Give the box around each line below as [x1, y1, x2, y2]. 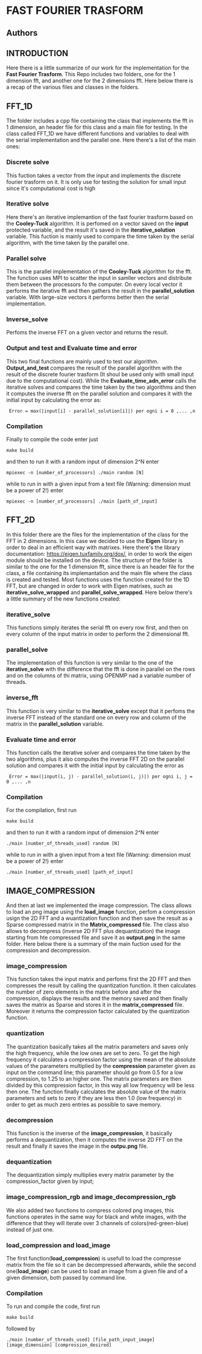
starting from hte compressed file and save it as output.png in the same [6, 934, 186, 941]
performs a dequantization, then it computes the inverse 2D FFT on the [6, 1136, 183, 1143]
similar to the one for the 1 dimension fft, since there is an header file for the [6, 563, 195, 570]
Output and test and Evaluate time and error [6, 344, 137, 353]
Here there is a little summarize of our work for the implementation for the [6, 64, 189, 71]
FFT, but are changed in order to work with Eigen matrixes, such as [6, 582, 173, 590]
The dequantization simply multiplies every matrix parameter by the [6, 1171, 174, 1179]
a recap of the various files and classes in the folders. [6, 83, 140, 91]
